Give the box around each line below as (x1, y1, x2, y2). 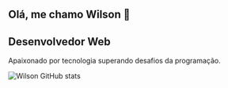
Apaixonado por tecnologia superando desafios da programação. (8, 56, 222, 66)
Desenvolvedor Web (8, 35, 111, 48)
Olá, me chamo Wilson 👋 (8, 8, 131, 21)
